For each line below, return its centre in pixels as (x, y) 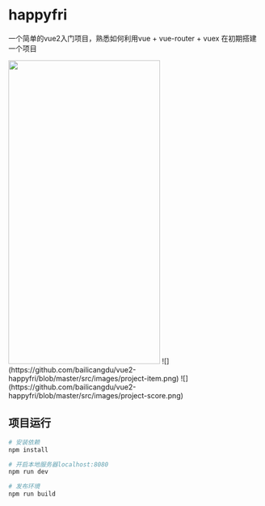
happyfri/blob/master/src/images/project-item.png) (94, 378)
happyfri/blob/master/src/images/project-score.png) (96, 395)
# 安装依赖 (24, 442)
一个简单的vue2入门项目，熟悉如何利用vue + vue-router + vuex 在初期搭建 (132, 38)
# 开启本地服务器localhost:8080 (59, 464)
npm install (28, 450)
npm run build (32, 494)
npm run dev (28, 472)
